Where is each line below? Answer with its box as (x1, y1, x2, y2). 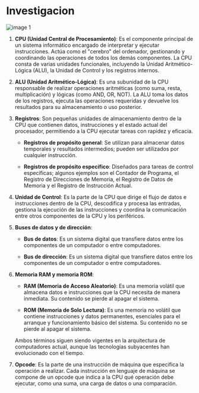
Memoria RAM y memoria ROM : (14, 271, 94, 278)
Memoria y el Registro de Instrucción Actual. (23, 182, 132, 189)
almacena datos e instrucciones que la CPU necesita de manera (23, 289, 181, 296)
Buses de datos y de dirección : (14, 223, 93, 231)
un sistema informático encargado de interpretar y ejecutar (14, 41, 160, 49)
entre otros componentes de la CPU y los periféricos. (14, 212, 146, 219)
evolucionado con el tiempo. (14, 349, 84, 356)
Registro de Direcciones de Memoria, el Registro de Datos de (23, 175, 173, 183)
